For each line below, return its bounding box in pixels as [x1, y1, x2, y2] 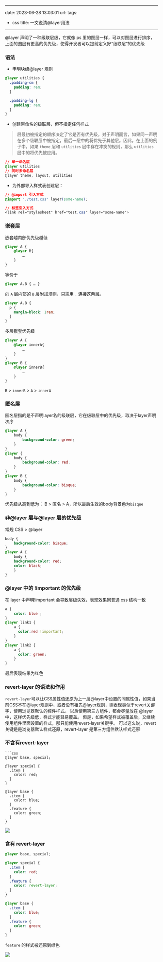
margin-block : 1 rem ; [14, 310, 55, 315]
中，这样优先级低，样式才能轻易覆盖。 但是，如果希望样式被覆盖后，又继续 [5, 714, 155, 720]
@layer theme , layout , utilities [5, 173, 73, 178]
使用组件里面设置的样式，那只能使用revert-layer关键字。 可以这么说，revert [5, 720, 156, 726]
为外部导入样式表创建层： [12, 182, 64, 188]
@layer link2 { [5, 642, 36, 648]
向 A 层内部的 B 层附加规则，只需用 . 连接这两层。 [5, 291, 104, 297]
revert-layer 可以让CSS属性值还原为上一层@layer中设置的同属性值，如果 [5, 696, 151, 701]
